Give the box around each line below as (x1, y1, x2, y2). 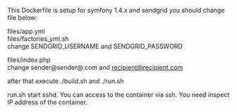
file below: (7, 13, 37, 22)
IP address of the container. (7, 98, 88, 106)
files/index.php (7, 56, 51, 64)
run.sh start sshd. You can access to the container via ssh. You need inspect (7, 91, 230, 99)
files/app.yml (7, 27, 46, 35)
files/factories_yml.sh (7, 35, 69, 43)
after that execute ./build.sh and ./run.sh (7, 77, 124, 85)
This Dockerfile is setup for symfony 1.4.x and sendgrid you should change (7, 6, 225, 14)
